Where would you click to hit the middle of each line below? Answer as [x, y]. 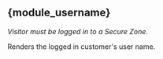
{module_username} [59, 13]
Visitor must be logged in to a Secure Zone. [78, 31]
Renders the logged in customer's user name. [81, 47]
